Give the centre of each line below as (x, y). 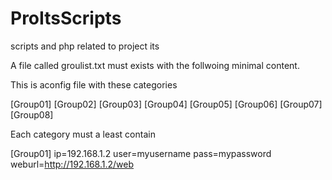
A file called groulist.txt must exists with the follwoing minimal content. (155, 65)
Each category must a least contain (83, 134)
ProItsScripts (66, 18)
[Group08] (32, 114)
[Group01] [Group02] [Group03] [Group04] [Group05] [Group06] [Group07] (166, 104)
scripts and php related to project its (85, 46)
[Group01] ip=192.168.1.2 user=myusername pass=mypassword (141, 153)
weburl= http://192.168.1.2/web (72, 164)
